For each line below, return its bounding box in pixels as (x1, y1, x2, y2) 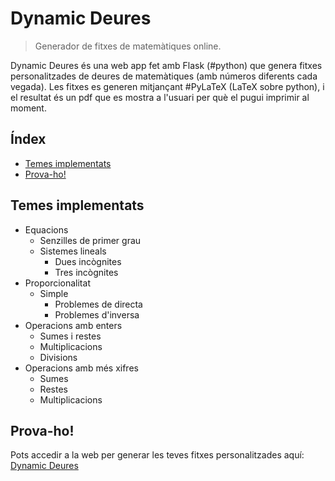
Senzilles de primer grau (39, 234, 142, 246)
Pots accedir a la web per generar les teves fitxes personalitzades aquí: (10, 449, 305, 461)
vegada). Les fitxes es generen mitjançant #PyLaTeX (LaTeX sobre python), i (10, 80, 325, 92)
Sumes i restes (39, 330, 102, 342)
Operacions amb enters (24, 319, 123, 331)
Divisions (39, 351, 78, 363)
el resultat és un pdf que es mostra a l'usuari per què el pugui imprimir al (10, 91, 310, 103)
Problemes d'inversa (54, 308, 140, 321)
